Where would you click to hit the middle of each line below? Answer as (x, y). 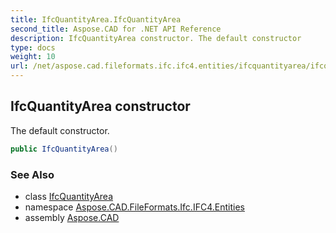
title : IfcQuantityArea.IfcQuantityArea (96, 19)
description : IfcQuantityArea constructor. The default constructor (156, 38)
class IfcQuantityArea (69, 196)
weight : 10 (33, 57)
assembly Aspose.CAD (72, 217)
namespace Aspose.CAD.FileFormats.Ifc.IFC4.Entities (134, 207)
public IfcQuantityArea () (64, 149)
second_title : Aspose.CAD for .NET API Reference (116, 29)
